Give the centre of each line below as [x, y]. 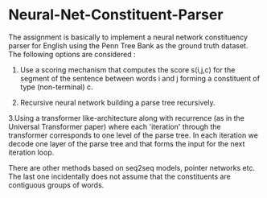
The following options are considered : [72, 54]
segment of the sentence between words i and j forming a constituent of [140, 78]
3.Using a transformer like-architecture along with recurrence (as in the [127, 118]
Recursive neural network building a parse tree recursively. [117, 102]
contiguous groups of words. [56, 185]
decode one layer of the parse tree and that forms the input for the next [127, 143]
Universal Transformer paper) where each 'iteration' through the [115, 126]
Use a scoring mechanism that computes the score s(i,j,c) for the [127, 69]
